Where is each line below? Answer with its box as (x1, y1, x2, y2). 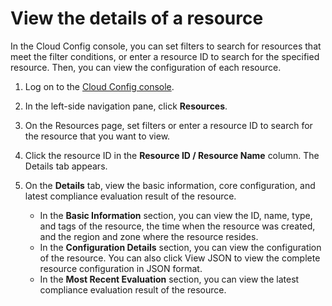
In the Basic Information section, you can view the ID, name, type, (39, 209, 313, 221)
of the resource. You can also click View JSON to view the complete (39, 252, 321, 264)
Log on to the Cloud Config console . (24, 80, 175, 92)
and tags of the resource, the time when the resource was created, (39, 220, 316, 232)
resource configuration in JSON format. (39, 262, 203, 274)
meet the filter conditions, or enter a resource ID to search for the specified (10, 50, 320, 62)
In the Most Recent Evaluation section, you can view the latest (39, 273, 300, 285)
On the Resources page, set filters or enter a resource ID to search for (24, 119, 313, 131)
